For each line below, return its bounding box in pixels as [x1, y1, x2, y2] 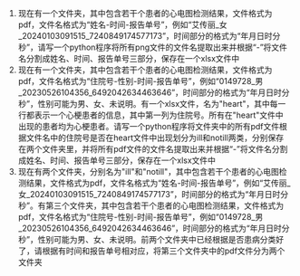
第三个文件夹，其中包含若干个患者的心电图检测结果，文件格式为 [44, 200, 284, 211]
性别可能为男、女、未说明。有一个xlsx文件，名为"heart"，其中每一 [37, 99, 286, 109]
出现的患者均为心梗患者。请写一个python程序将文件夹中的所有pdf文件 [17, 121, 280, 131]
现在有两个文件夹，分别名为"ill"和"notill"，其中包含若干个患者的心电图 [17, 167, 279, 176]
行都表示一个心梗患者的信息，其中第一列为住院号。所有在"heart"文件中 [17, 109, 284, 120]
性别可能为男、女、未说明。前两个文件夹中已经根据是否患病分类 [37, 234, 276, 244]
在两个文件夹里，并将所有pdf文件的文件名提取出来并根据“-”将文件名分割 [17, 144, 288, 154]
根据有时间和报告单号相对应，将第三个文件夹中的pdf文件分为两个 [42, 245, 285, 256]
